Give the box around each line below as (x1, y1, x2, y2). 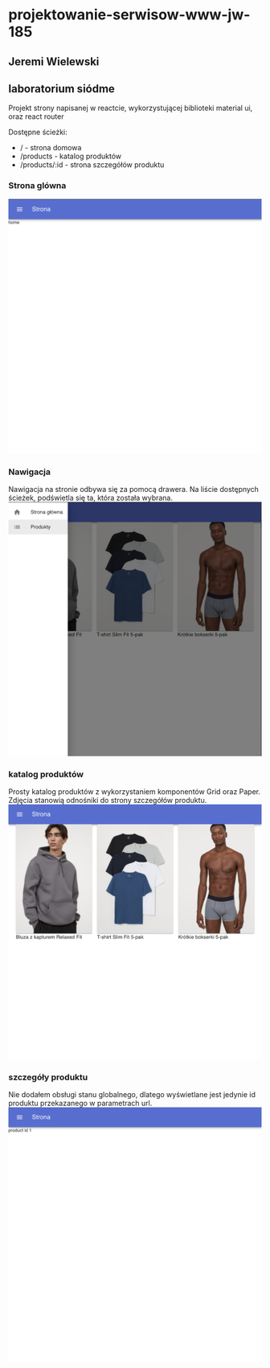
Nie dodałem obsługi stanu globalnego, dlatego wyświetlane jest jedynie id (8, 1089, 256, 1099)
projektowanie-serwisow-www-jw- (8, 6, 251, 24)
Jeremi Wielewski (8, 55, 100, 68)
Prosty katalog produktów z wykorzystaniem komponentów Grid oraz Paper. (8, 787, 261, 797)
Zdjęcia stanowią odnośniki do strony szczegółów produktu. (8, 796, 207, 805)
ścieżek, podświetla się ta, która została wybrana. (8, 493, 174, 503)
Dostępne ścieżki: (8, 127, 68, 137)
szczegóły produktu (8, 1071, 88, 1083)
